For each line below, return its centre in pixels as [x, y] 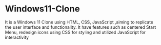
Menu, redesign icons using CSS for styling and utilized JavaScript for [75, 32]
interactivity [17, 37]
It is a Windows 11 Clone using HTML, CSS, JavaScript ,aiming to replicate [79, 22]
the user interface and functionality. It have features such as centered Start [80, 27]
